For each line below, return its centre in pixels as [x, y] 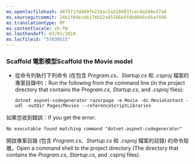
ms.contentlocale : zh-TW [37, 28]
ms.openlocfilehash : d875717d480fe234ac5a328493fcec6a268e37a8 [86, 12]
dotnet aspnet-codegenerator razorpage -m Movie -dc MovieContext [99, 101]
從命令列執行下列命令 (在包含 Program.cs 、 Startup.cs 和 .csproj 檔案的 [102, 76]
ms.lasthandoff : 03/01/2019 [41, 34]
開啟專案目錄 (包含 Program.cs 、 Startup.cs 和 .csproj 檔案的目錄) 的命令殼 [97, 141]
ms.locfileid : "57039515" [38, 39]
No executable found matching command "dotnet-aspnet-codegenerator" [95, 129]
